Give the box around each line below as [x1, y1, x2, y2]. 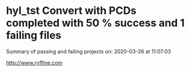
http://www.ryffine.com [6, 59, 63, 66]
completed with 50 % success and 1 [6, 16, 185, 30]
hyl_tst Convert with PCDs [6, 4, 137, 17]
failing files [6, 29, 62, 42]
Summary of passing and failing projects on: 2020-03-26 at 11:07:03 [6, 48, 171, 55]
